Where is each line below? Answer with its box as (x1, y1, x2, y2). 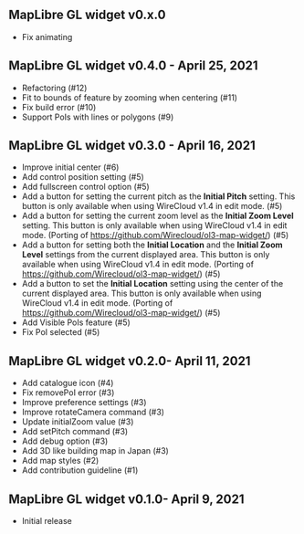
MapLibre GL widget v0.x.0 (8, 7, 166, 23)
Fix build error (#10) (21, 101, 97, 112)
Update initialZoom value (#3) (21, 416, 134, 427)
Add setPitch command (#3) (21, 426, 129, 437)
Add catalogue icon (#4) (21, 378, 114, 389)
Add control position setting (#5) (21, 172, 145, 183)
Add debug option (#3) (21, 435, 109, 446)
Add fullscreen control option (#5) (21, 182, 150, 193)
